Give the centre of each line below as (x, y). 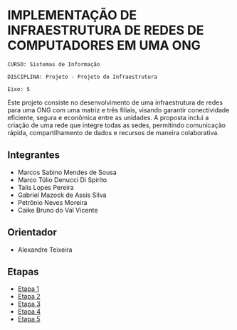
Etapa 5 (29, 319)
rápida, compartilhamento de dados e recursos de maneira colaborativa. (113, 132)
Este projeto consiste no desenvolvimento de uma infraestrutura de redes (115, 102)
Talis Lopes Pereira (46, 187)
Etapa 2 (29, 297)
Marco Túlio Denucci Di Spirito (62, 180)
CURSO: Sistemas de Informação (54, 64)
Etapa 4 (29, 312)
